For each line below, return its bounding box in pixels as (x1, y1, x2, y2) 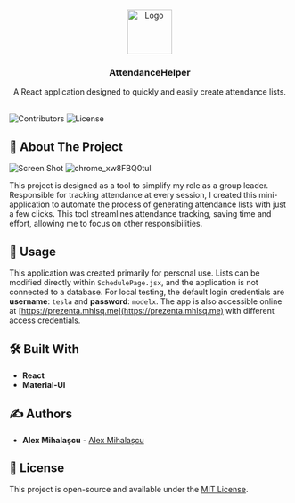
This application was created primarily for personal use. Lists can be (9, 268, 260, 278)
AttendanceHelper (109, 66, 191, 78)
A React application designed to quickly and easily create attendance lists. (12, 87, 287, 97)
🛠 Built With (9, 342, 80, 357)
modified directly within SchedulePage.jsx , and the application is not (9, 276, 258, 287)
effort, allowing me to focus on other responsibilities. (9, 219, 203, 229)
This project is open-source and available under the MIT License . (9, 484, 249, 495)
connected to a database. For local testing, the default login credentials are (9, 286, 285, 297)
